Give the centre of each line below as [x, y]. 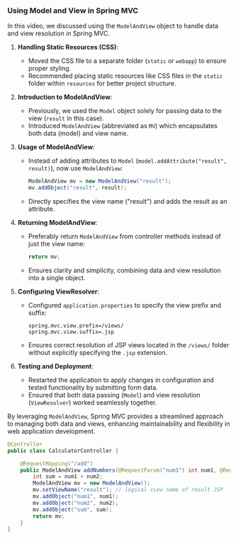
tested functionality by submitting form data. [93, 387]
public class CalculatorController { [63, 451]
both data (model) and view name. [78, 134]
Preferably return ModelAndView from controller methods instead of [125, 236]
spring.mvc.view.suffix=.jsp [71, 332]
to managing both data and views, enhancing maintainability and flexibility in [119, 424]
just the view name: [57, 244]
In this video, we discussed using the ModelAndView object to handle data [113, 26]
